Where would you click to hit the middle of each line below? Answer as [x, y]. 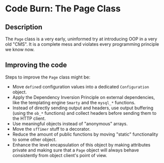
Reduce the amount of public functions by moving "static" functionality [85, 134]
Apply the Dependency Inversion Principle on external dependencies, [83, 97]
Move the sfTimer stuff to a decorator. [51, 129]
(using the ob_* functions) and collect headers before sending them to [84, 113]
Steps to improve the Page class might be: [48, 77]
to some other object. [34, 139]
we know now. [20, 49]
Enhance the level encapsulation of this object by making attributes [81, 145]
